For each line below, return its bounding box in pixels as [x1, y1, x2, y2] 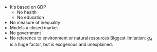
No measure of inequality [9, 19, 61, 25]
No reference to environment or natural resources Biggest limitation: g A [9, 35, 153, 42]
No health [17, 9, 37, 15]
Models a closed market [9, 25, 58, 31]
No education [17, 15, 45, 20]
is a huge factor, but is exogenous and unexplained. [9, 41, 113, 47]
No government [9, 30, 41, 35]
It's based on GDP [9, 4, 46, 10]
